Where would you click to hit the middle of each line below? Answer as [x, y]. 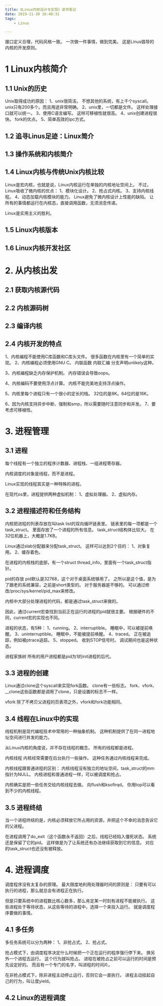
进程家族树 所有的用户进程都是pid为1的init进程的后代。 [59, 656]
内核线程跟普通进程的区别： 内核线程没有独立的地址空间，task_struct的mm [80, 768]
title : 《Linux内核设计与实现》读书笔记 [41, 9]
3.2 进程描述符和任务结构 [43, 511]
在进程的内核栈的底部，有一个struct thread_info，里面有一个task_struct [76, 562]
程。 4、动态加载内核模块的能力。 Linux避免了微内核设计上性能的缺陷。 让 [80, 196]
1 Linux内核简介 [36, 69]
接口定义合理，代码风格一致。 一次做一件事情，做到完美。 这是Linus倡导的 [80, 42]
